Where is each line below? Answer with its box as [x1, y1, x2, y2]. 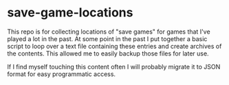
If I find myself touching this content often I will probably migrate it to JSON [7, 62, 221, 71]
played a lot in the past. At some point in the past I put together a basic [7, 34, 208, 42]
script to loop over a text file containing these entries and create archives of [7, 42, 222, 50]
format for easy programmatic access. [7, 70, 116, 78]
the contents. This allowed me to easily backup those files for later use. [7, 49, 209, 58]
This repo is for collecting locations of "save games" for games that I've [7, 27, 211, 36]
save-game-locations [7, 5, 133, 21]
